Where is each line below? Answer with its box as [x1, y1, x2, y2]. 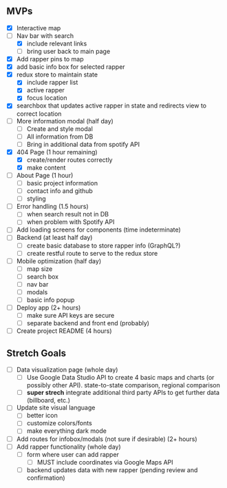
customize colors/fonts [26, 419, 92, 427]
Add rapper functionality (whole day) [16, 443, 121, 451]
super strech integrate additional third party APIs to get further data [26, 389, 219, 397]
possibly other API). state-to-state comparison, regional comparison [26, 381, 221, 389]
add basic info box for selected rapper [16, 63, 125, 71]
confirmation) [26, 474, 66, 482]
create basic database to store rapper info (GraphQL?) [26, 241, 181, 250]
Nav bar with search [16, 31, 74, 40]
